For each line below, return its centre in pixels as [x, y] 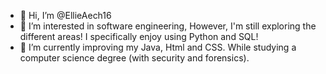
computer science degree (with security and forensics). [134, 58]
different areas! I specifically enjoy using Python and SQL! [139, 36]
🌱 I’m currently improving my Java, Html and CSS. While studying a [158, 47]
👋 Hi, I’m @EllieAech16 [65, 15]
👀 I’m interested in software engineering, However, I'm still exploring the [168, 26]
